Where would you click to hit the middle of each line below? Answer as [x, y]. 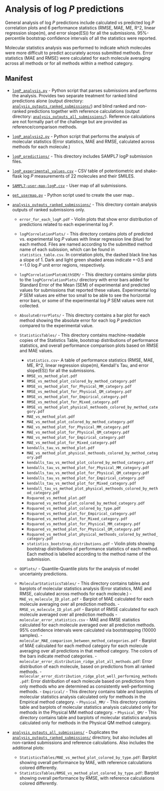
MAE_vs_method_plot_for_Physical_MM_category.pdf [78, 427]
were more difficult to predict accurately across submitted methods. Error [79, 53]
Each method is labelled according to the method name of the [89, 554]
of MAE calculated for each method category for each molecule [83, 645]
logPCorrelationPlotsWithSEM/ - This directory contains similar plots [88, 274]
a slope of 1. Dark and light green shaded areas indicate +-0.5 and [86, 260]
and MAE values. [36, 350]
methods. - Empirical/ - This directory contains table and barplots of [89, 691]
